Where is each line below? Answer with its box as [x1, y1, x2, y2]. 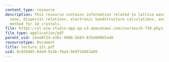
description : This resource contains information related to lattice [5, 12, 154, 17]
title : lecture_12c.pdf [5, 44, 55, 49]
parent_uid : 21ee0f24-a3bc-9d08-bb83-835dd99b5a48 [5, 35, 114, 40]
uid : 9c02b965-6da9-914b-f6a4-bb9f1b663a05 [5, 49, 98, 54]
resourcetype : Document [5, 40, 55, 45]
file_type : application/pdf [5, 30, 64, 35]
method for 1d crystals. [10, 21, 62, 26]
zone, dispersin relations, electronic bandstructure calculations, [10, 16, 156, 21]
